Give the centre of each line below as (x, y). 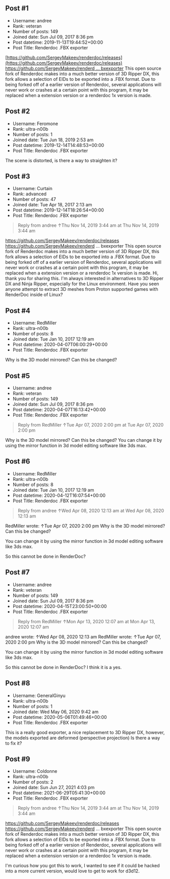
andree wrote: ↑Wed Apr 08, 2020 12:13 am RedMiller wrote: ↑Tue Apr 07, (83, 636)
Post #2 (18, 111)
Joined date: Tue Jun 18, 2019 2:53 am (53, 140)
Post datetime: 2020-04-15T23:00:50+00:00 (60, 606)
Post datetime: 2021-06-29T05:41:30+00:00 (59, 793)
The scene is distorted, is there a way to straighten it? (61, 160)
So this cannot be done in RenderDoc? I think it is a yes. (63, 667)
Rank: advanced (29, 194)
